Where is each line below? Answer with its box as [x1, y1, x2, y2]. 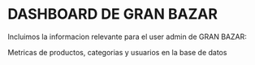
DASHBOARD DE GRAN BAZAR [7, 5, 218, 24]
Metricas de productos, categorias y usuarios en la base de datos [7, 47, 227, 57]
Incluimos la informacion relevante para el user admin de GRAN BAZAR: [7, 32, 247, 41]
